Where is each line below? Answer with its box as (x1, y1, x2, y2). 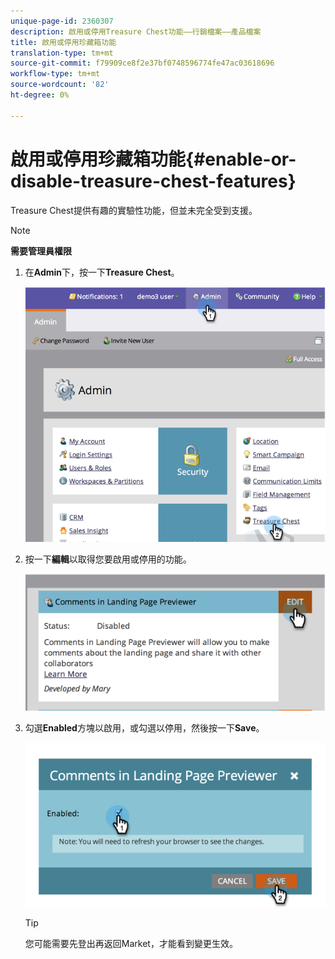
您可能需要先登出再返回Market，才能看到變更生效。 (24, 937, 238, 949)
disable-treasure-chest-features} (10, 170, 297, 192)
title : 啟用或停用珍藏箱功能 (10, 37, 117, 47)
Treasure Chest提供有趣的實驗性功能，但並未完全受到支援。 (10, 204, 258, 216)
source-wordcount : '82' (10, 80, 110, 90)
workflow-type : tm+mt (10, 69, 101, 79)
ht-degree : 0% (10, 90, 70, 100)
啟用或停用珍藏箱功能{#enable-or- (10, 148, 297, 170)
